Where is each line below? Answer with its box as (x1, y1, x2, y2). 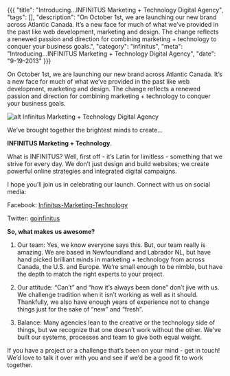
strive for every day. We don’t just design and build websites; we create (7, 160, 209, 167)
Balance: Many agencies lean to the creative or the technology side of (16, 318, 216, 327)
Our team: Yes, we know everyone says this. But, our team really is (16, 241, 206, 249)
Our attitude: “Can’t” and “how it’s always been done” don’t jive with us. (16, 283, 220, 291)
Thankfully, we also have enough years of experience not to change (16, 298, 209, 306)
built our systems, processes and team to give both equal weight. (16, 333, 203, 341)
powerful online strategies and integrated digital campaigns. (7, 167, 177, 175)
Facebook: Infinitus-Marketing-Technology (7, 201, 128, 209)
